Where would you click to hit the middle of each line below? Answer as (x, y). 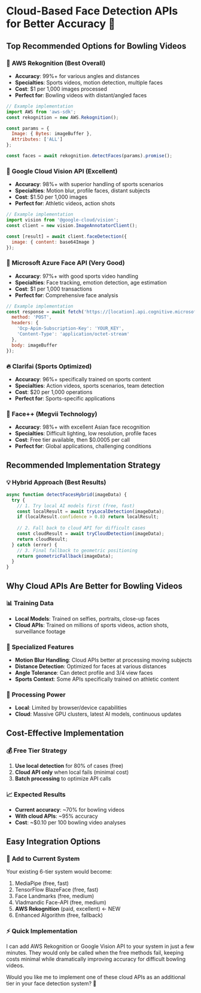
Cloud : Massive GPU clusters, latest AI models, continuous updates (98, 714)
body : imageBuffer (35, 345)
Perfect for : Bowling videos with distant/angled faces (81, 95)
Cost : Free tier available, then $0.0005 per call (72, 440)
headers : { (25, 323)
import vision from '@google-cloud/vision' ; (63, 220)
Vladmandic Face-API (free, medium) (60, 902)
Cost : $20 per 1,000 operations (54, 392)
